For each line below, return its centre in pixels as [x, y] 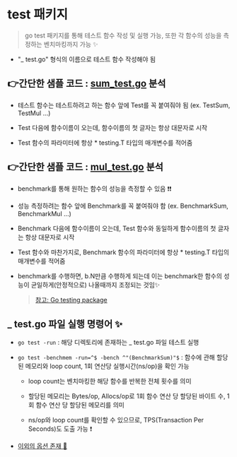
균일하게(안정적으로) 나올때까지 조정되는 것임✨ [96, 285]
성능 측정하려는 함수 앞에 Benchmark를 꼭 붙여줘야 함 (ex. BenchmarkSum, [123, 206]
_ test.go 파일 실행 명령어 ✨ [65, 324]
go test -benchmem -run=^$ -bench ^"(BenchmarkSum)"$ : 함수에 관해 [116, 357]
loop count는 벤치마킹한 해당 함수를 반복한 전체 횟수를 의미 [110, 381]
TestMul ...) [34, 113]
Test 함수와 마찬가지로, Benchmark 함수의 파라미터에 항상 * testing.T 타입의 [123, 252]
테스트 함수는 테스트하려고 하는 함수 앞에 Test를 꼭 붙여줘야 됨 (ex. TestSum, [124, 105]
